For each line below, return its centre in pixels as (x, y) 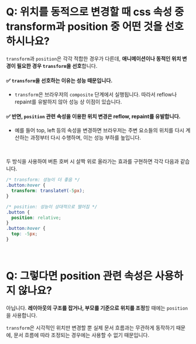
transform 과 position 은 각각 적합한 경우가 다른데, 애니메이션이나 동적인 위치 (94, 59)
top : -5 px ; (25, 234)
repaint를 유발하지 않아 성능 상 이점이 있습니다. (68, 102)
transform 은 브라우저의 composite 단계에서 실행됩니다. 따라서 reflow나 (96, 95)
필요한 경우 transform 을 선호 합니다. (57, 66)
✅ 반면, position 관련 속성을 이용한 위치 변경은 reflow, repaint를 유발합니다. (93, 116)
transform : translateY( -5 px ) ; (48, 191)
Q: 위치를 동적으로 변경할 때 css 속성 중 (95, 12)
